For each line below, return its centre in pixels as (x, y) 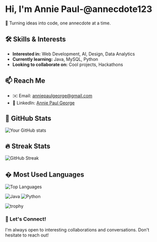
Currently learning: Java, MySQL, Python (55, 59)
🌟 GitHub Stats (28, 118)
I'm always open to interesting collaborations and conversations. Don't (77, 230)
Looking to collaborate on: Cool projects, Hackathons (68, 64)
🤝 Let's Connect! (26, 219)
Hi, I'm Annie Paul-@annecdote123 (79, 9)
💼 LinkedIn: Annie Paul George (43, 103)
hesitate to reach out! (27, 235)
